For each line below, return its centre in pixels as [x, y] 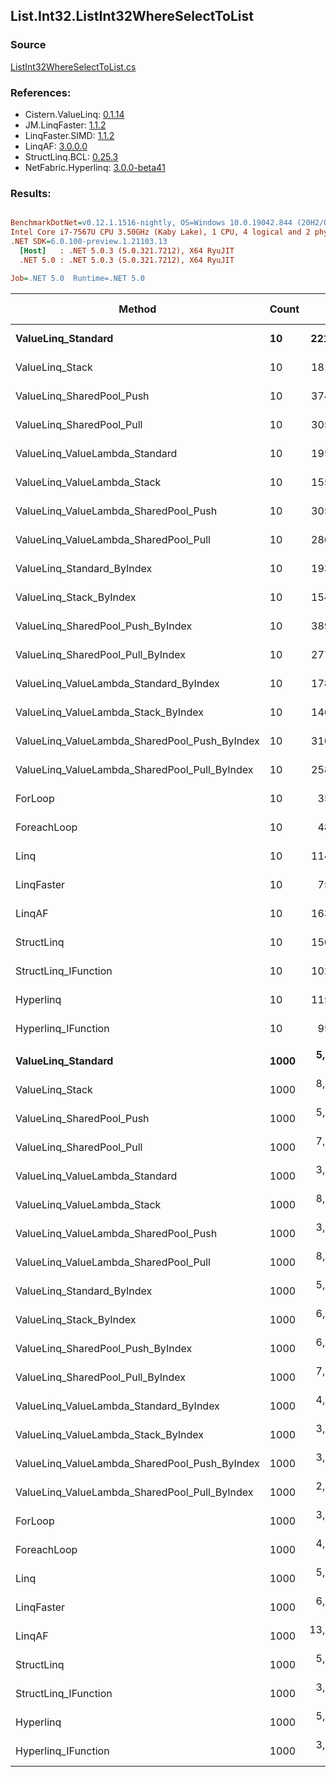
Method [137, 309]
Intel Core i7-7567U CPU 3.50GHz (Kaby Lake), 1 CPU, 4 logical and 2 [160, 232]
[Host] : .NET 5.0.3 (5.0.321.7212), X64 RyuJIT [127, 250]
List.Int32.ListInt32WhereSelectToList [132, 16]
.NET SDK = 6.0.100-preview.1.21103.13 [89, 242]
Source [28, 45]
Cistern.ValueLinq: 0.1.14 [74, 114]
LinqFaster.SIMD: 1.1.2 [69, 135]
